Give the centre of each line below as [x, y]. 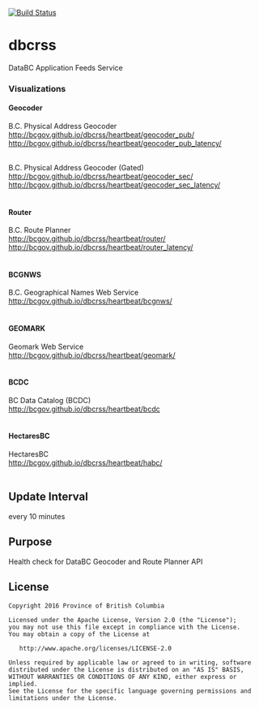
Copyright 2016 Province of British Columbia [86, 606]
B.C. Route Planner [40, 230]
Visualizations [37, 88]
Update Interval [49, 497]
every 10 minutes [37, 516]
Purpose [30, 542]
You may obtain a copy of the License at [79, 634]
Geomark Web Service [46, 346]
